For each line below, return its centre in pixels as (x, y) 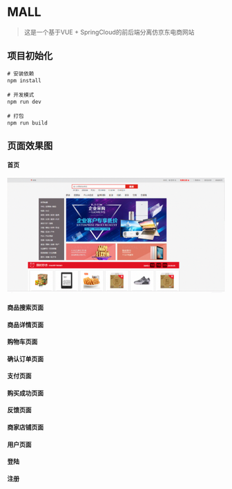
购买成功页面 (25, 393)
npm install (24, 80)
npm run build (28, 123)
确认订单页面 (25, 359)
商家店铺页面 (25, 427)
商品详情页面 (25, 324)
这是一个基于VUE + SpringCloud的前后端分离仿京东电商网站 (109, 32)
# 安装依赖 (21, 73)
